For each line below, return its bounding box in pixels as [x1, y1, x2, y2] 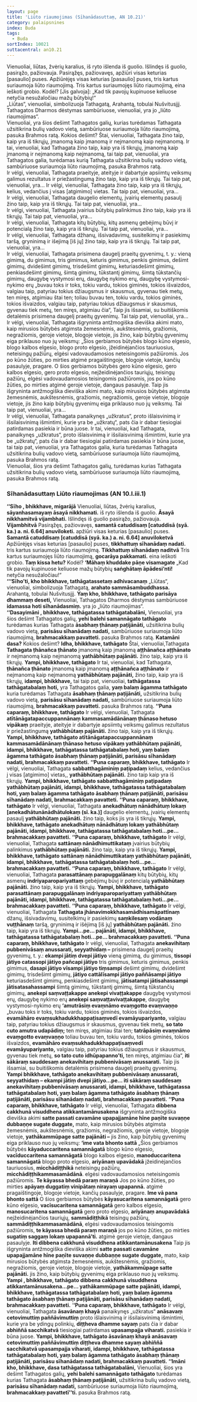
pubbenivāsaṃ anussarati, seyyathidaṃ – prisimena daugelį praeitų [6, 946, 174, 953]
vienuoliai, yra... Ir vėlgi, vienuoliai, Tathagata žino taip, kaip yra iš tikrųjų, [6, 181, 183, 189]
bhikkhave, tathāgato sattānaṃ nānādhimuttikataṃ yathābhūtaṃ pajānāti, [6, 852, 192, 859]
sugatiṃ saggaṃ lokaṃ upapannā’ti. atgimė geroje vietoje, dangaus [6, 1233, 174, 1240]
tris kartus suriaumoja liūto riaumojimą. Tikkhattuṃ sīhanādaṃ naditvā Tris [6, 547, 190, 554]
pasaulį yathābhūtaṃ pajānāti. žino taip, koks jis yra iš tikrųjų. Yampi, [6, 815, 176, 822]
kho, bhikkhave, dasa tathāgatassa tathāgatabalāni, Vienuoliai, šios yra [6, 1364, 183, 1371]
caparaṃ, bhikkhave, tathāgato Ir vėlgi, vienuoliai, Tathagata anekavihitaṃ [6, 940, 190, 947]
